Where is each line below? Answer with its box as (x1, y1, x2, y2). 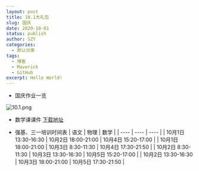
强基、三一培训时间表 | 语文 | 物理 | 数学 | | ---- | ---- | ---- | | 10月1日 (14, 129, 185, 136)
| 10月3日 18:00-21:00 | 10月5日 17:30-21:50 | (14, 159, 125, 166)
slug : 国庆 (6, 20, 32, 26)
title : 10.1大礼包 (6, 14, 49, 20)
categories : (6, 42, 36, 48)
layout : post (6, 8, 39, 15)
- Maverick (11, 64, 39, 70)
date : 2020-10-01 (6, 25, 49, 31)
